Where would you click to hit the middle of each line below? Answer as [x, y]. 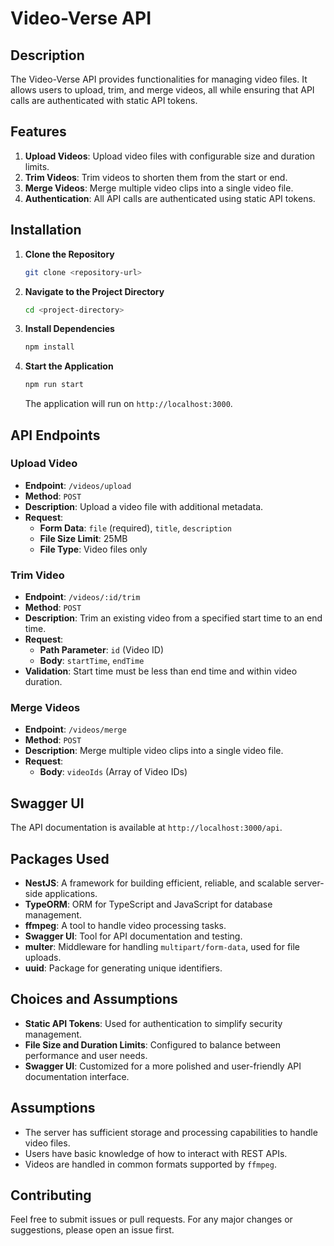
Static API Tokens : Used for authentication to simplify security [153, 1023]
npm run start [54, 385]
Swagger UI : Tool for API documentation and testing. [133, 936]
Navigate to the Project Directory [94, 291]
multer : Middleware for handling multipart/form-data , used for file [162, 947]
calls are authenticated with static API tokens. [104, 100]
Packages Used [60, 858]
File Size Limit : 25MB [83, 538]
